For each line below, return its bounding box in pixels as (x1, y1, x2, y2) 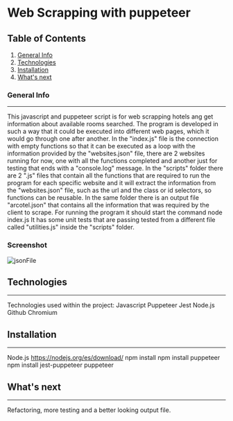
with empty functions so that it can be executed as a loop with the (7, 142, 196, 151)
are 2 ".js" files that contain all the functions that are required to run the (7, 171, 210, 180)
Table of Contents (7, 33, 87, 44)
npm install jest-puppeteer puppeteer (7, 361, 114, 369)
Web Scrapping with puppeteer (7, 5, 191, 21)
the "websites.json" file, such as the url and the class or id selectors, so (7, 186, 212, 195)
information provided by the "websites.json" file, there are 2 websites (7, 149, 205, 157)
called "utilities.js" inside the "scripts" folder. (7, 223, 135, 232)
